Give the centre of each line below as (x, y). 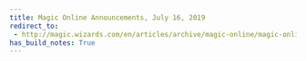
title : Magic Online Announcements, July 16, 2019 (107, 17)
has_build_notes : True (52, 43)
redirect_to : (34, 26)
